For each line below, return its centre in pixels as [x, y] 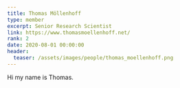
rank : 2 [18, 39]
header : [18, 52]
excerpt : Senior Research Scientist [59, 26]
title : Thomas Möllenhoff [44, 13]
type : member [26, 20]
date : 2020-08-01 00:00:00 [46, 45]
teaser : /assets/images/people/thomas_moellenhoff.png [93, 58]
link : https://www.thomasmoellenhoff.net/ [69, 32]
